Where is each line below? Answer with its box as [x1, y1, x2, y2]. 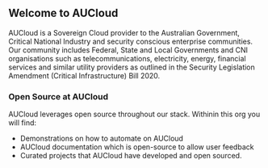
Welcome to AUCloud [8, 6, 119, 20]
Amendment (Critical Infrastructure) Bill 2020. [8, 70, 161, 80]
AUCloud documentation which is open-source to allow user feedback [19, 142, 254, 152]
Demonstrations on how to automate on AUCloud [19, 133, 184, 144]
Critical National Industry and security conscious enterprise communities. [8, 36, 253, 46]
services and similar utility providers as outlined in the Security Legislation [8, 62, 256, 72]
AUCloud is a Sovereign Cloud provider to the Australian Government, [8, 27, 241, 37]
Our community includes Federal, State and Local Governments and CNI [8, 44, 249, 55]
